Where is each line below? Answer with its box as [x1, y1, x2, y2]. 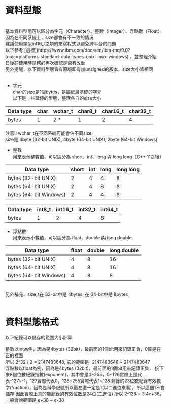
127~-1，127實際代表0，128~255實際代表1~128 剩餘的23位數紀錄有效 [12, 378, 157, 384]
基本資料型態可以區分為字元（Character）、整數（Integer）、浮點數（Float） [5, 28, 162, 34]
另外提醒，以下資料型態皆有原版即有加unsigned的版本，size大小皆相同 [5, 66, 153, 72]
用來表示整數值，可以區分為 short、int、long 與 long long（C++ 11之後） [12, 154, 164, 160]
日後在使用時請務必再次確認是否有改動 [5, 60, 85, 66]
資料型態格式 [5, 317, 59, 328]
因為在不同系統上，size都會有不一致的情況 [5, 34, 94, 40]
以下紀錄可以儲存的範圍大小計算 [5, 334, 72, 340]
